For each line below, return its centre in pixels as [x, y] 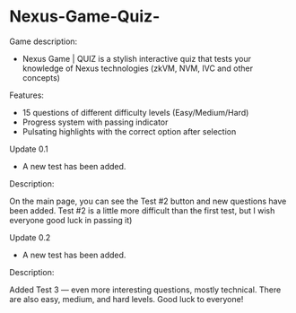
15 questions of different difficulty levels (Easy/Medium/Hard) [135, 112]
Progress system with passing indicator [95, 122]
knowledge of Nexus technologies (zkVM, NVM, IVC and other [138, 68]
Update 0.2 [30, 237]
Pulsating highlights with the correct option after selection [129, 131]
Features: [27, 95]
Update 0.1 [29, 149]
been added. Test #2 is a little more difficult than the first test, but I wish [142, 210]
